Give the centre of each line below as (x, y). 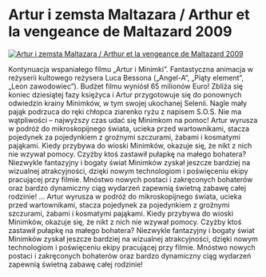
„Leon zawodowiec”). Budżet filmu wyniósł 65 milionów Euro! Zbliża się (126, 86)
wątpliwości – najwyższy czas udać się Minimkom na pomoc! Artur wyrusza (133, 120)
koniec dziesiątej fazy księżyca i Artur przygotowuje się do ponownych (125, 94)
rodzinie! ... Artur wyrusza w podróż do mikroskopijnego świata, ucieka (125, 196)
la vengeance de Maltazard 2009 (120, 32)
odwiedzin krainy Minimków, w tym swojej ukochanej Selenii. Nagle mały (128, 103)
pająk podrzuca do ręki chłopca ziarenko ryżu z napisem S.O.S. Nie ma (125, 111)
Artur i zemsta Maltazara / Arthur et (129, 15)
